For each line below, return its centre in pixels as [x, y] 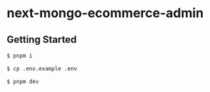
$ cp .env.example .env [42, 68]
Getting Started [42, 40]
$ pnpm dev [23, 81]
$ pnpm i [20, 56]
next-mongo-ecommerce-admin [105, 13]
